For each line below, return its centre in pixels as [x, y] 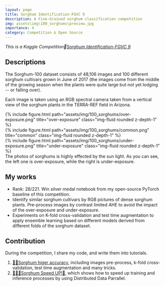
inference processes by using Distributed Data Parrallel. [69, 278]
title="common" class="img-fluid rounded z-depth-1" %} [63, 135]
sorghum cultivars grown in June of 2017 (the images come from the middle [82, 79]
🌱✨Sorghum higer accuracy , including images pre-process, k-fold [79, 263]
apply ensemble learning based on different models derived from [78, 220]
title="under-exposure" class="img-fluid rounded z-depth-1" [98, 146]
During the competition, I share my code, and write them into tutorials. [76, 253]
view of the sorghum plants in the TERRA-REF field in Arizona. [68, 105]
